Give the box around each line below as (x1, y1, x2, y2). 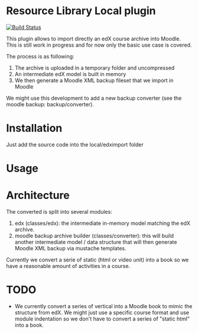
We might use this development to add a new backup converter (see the (6, 94, 182, 102)
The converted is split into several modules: (6, 208, 112, 215)
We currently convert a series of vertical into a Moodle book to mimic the (14, 302, 193, 309)
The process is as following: (6, 53, 75, 60)
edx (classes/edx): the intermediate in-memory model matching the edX (14, 220, 191, 227)
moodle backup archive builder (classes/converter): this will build (14, 232, 174, 239)
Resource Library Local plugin (6, 4, 156, 18)
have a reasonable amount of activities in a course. (6, 263, 131, 269)
